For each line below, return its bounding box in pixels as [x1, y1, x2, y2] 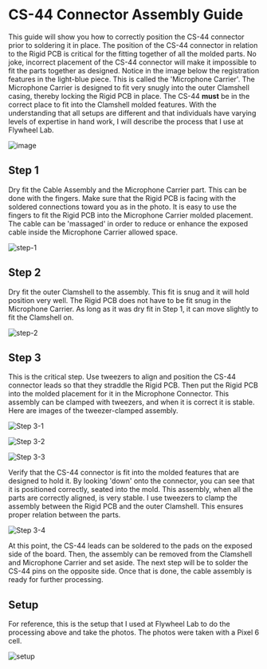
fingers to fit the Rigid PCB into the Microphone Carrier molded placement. [8, 210, 253, 220]
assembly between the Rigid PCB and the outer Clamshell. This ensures [8, 502, 244, 511]
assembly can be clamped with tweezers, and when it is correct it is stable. [8, 397, 255, 407]
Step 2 [8, 266, 41, 280]
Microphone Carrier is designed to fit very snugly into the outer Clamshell [8, 82, 249, 92]
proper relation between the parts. [8, 510, 121, 520]
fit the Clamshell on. [8, 313, 74, 322]
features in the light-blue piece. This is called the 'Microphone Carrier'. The [8, 74, 255, 84]
